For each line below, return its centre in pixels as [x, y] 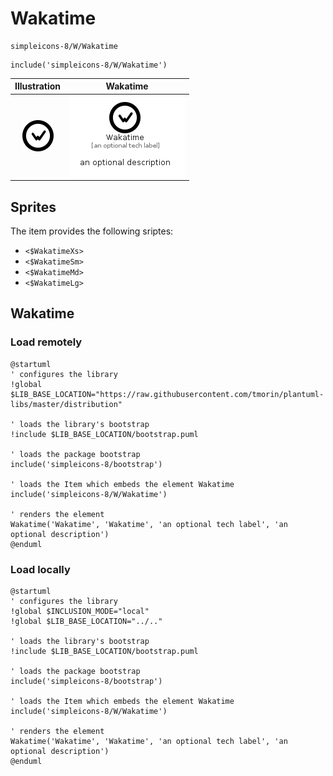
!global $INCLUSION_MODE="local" [80, 611]
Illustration [38, 86]
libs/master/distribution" [66, 404]
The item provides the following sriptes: [92, 231]
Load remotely [46, 342]
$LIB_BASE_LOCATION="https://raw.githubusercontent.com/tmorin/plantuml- [167, 394]
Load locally [40, 569]
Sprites [33, 207]
